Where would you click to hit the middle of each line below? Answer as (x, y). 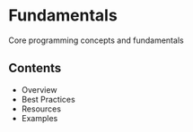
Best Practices (48, 99)
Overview (39, 89)
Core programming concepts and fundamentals (96, 40)
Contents (35, 68)
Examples (39, 118)
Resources (41, 109)
